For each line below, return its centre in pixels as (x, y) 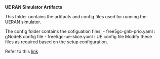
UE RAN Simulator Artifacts (34, 7)
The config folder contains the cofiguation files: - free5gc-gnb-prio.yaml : (80, 31)
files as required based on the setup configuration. (57, 42)
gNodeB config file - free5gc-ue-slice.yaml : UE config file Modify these (79, 37)
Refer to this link (22, 51)
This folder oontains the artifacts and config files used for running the (76, 16)
